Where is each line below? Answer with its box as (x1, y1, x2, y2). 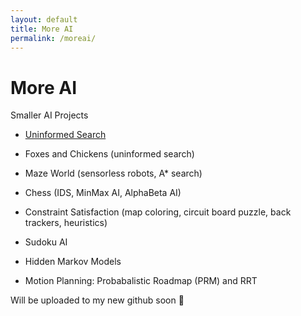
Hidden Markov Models (24, 256, 122, 268)
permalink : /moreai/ (10, 33, 97, 43)
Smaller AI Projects (10, 109, 89, 121)
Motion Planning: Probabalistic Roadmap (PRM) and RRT (24, 275, 258, 287)
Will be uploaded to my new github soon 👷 (10, 294, 185, 306)
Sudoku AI (24, 236, 68, 248)
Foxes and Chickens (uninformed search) (24, 148, 195, 160)
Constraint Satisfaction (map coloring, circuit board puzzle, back (24, 206, 292, 218)
